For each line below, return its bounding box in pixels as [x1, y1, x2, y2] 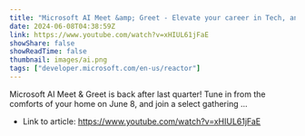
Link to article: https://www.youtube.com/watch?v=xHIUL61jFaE [22, 115, 261, 127]
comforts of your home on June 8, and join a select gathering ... [9, 98, 248, 109]
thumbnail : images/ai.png [9, 55, 107, 64]
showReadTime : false [9, 47, 88, 56]
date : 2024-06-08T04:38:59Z [9, 22, 116, 31]
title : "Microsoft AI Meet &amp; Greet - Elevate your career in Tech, [9, 13, 286, 23]
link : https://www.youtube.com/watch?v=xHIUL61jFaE [9, 30, 209, 39]
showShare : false [9, 38, 75, 48]
